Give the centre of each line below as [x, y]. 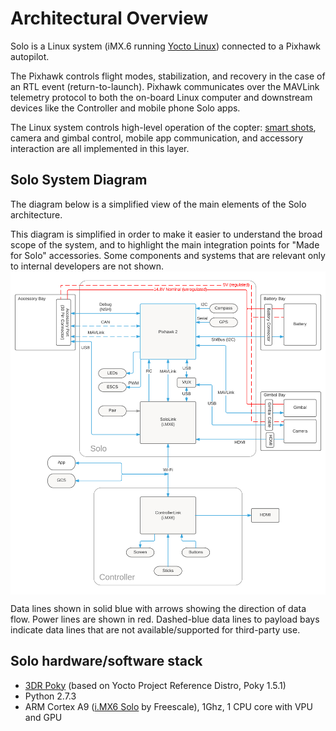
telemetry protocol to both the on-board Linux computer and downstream [161, 97]
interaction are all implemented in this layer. [100, 148]
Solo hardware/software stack [106, 661]
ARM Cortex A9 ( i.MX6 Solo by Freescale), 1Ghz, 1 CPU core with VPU [168, 706]
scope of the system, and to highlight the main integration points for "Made [165, 244]
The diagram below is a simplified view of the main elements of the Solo [158, 204]
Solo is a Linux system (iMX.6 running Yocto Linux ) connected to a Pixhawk [165, 46]
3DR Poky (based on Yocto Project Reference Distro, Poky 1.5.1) [155, 685]
